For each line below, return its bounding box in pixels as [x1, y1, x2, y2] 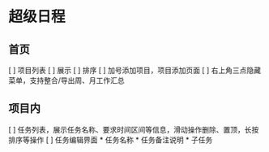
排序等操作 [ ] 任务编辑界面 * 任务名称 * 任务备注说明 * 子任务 [8, 135, 213, 145]
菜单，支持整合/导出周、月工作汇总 [8, 76, 126, 85]
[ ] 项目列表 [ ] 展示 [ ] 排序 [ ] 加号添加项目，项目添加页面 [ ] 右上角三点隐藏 [8, 66, 262, 75]
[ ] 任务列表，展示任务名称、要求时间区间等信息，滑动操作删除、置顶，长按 [8, 124, 259, 134]
